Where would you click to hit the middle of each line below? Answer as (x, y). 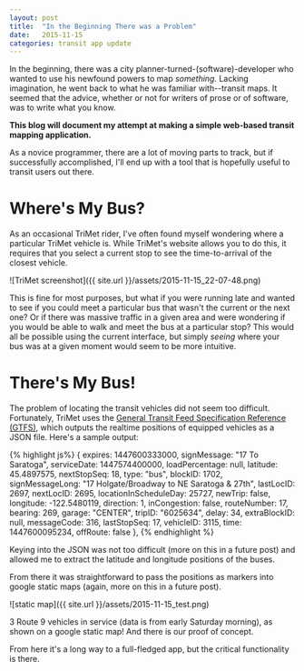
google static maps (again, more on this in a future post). (116, 586)
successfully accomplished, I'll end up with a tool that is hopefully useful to (150, 162)
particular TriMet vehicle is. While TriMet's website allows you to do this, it (148, 244)
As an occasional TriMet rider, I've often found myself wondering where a (147, 234)
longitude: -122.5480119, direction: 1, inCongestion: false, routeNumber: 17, (149, 503)
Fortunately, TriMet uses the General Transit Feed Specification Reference (148, 418)
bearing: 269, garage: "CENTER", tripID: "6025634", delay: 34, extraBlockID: (152, 513)
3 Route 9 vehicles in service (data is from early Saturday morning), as (141, 622)
